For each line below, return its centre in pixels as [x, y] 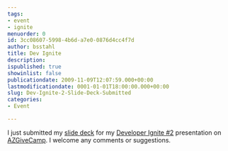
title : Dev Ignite [34, 54]
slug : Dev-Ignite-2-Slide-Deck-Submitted [69, 93]
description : [27, 60]
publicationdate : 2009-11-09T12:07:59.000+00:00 [80, 80]
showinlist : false [34, 73]
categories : [25, 100]
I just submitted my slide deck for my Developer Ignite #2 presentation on [114, 133]
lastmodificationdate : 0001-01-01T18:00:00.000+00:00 [89, 86]
